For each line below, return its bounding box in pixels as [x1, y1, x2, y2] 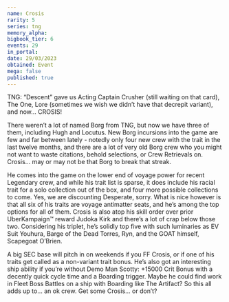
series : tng [7, 23, 41, 30]
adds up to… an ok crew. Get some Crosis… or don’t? [7, 287, 157, 295]
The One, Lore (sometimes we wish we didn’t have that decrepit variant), [7, 101, 213, 109]
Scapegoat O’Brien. [7, 237, 63, 245]
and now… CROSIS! [7, 108, 63, 116]
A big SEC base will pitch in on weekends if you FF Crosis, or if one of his [7, 250, 215, 259]
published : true [7, 74, 54, 81]
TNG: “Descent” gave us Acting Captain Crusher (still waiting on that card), [7, 93, 220, 101]
